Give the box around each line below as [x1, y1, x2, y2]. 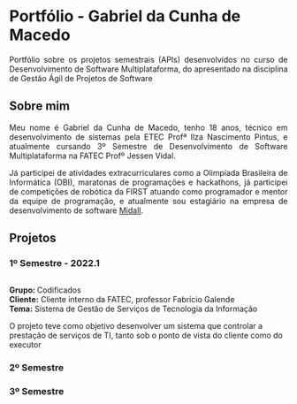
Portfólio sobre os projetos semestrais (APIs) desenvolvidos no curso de [9, 54, 288, 65]
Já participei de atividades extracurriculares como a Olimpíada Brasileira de [9, 167, 288, 178]
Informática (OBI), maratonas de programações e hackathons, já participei [9, 177, 288, 187]
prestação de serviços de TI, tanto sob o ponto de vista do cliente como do [9, 330, 283, 341]
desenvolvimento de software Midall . [9, 205, 144, 216]
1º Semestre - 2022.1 [9, 257, 100, 270]
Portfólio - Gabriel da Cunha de [9, 6, 241, 27]
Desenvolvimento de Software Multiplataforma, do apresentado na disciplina [9, 64, 288, 74]
